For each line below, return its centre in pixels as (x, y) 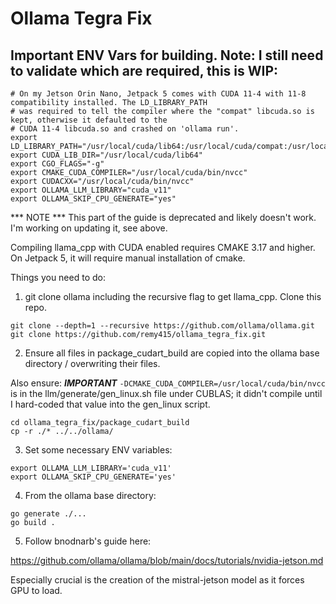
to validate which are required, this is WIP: (144, 70)
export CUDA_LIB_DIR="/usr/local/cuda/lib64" (106, 155)
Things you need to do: (58, 277)
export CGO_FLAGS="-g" (57, 164)
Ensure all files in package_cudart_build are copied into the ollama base (172, 353)
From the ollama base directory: (90, 495)
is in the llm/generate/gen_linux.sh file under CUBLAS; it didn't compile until (166, 393)
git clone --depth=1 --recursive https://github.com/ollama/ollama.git (162, 326)
